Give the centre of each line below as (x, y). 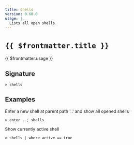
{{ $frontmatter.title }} (57, 46)
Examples (20, 100)
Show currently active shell (32, 129)
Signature (20, 74)
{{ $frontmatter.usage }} (29, 58)
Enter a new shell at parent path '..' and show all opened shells (67, 111)
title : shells (19, 9)
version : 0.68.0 (21, 14)
